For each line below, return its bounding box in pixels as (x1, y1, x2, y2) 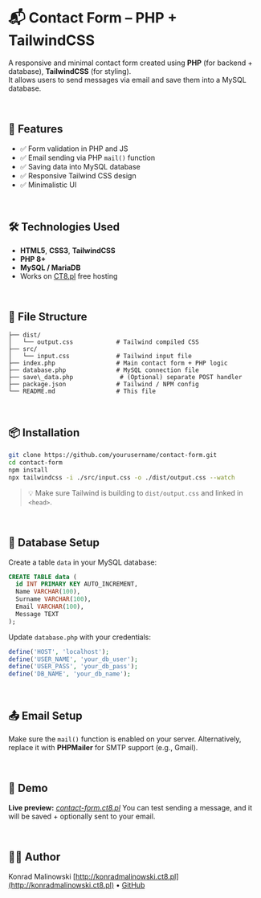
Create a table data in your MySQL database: (8, 557, 157, 567)
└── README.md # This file (8, 387, 157, 396)
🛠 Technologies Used (8, 220, 120, 234)
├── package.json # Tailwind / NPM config (8, 381, 199, 389)
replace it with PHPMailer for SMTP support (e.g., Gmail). (8, 742, 198, 752)
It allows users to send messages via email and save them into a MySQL (8, 75, 247, 84)
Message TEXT (15, 610, 59, 618)
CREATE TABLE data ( (8, 573, 78, 581)
